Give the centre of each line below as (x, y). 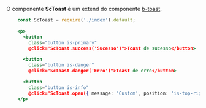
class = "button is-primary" (63, 42)
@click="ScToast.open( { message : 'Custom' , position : (98, 93)
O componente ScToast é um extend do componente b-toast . (84, 9)
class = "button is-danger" (62, 65)
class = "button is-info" (59, 87)
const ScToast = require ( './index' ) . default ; (77, 20)
